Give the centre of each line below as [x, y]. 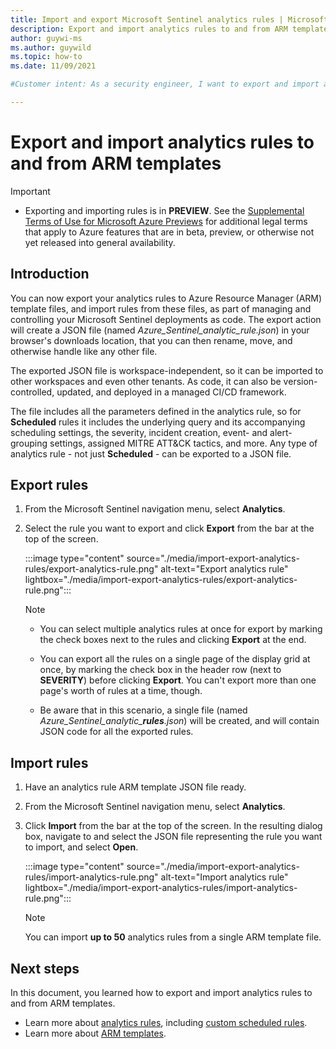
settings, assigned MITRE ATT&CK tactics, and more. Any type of [183, 443]
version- [300, 381]
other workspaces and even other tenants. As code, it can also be [146, 381]
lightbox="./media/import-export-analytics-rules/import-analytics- [161, 888]
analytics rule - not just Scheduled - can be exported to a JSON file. [151, 453]
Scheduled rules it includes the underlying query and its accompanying [158, 422]
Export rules [49, 485]
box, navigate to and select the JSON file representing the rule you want [173, 837]
